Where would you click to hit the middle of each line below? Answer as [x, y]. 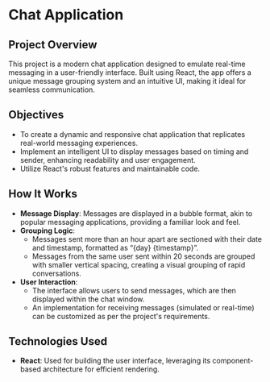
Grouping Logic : [47, 230]
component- [233, 361]
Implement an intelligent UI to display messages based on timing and [134, 152]
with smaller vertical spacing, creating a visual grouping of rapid [139, 264]
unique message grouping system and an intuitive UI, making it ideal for [127, 81]
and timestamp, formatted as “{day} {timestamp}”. [115, 247]
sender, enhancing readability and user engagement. [108, 160]
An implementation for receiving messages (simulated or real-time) [143, 307]
